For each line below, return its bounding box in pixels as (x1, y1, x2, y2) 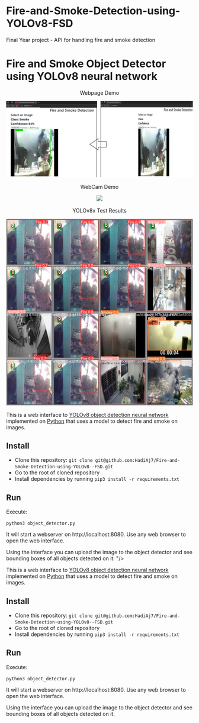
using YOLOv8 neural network (6, 70, 158, 83)
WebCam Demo (80, 183, 119, 190)
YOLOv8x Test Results (72, 207, 127, 214)
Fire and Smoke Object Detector (6, 57, 166, 70)
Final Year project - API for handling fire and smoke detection (6, 36, 156, 43)
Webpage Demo (79, 89, 120, 96)
